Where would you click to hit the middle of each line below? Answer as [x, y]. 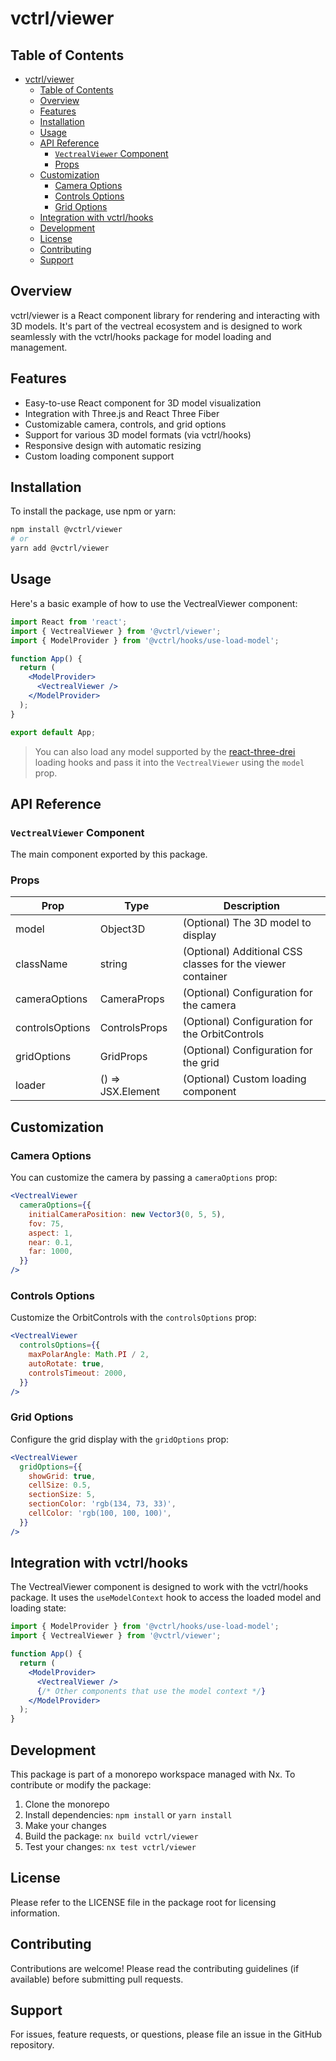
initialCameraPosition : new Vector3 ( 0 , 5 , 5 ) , [127, 1214]
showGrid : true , [62, 1476]
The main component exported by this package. [109, 854]
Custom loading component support [99, 456]
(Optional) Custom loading [244, 1079]
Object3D [122, 929]
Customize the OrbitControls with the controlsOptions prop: [133, 1318]
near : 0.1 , [51, 1242]
